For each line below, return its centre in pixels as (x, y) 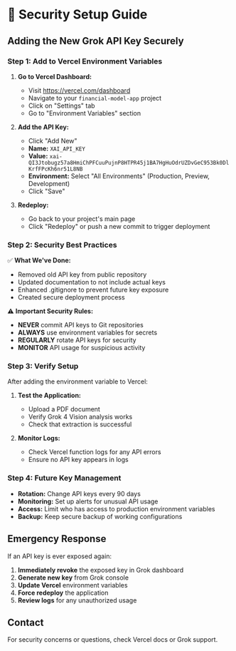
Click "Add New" (53, 140)
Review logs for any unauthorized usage (77, 600)
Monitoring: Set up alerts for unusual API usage (88, 501)
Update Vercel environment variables (73, 585)
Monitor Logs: (39, 439)
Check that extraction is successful (80, 424)
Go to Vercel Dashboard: (55, 76)
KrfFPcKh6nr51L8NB (55, 169)
